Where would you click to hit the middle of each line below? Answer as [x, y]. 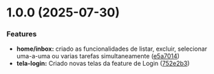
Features [22, 34]
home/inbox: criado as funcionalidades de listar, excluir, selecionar [112, 49]
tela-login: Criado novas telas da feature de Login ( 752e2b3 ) [103, 64]
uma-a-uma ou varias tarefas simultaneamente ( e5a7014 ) [98, 56]
